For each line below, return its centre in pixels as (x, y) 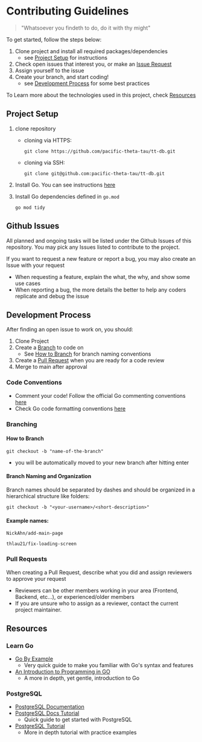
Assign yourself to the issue (49, 70)
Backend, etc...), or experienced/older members (74, 596)
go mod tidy (30, 207)
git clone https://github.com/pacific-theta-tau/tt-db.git (100, 151)
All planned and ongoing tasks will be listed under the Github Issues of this (99, 240)
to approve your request (36, 578)
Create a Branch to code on (49, 348)
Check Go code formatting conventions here (70, 408)
